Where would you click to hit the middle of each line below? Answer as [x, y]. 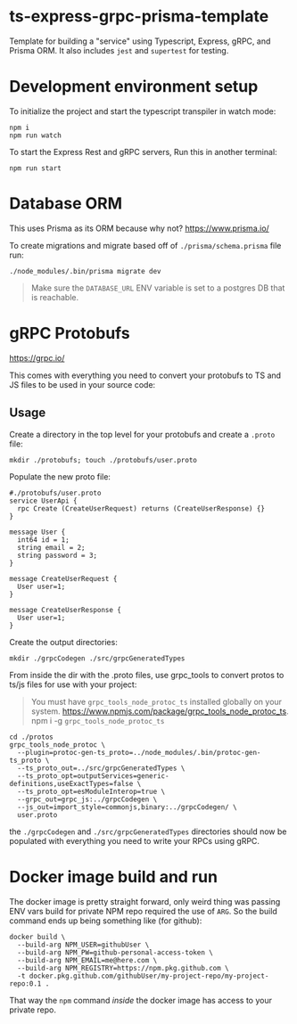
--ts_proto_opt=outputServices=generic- [93, 776]
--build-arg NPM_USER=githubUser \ [83, 945]
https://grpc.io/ [37, 357]
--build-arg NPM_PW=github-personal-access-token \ [115, 952]
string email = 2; [52, 547]
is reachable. [55, 297]
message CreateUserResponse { [66, 610]
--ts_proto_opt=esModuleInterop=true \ [91, 791]
